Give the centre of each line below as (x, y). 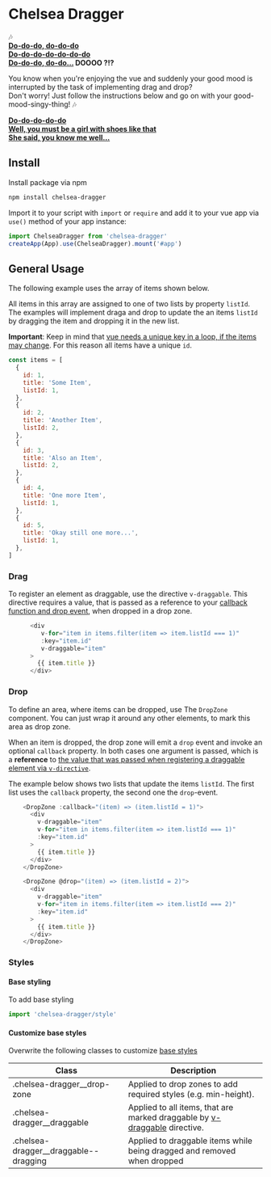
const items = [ (35, 361)
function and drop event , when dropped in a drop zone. (100, 611)
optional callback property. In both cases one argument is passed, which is (133, 751)
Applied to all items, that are (181, 1107)
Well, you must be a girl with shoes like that (83, 129)
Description (193, 1070)
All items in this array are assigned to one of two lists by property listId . (129, 304)
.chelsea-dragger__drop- (61, 1084)
